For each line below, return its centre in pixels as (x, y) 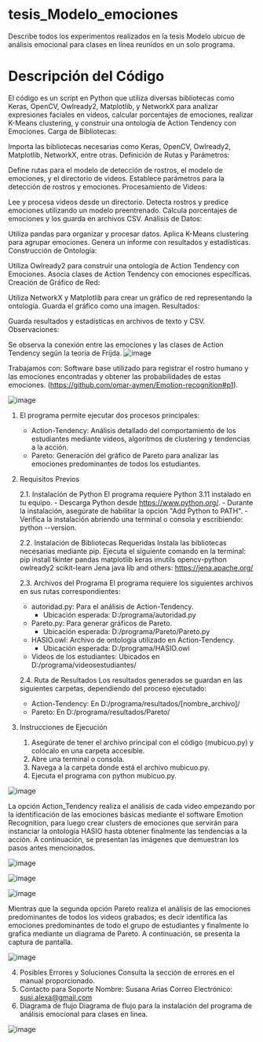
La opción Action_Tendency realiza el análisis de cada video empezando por (131, 806)
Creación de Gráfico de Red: (54, 282)
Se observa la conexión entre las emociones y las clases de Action (116, 344)
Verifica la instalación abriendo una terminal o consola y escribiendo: (131, 519)
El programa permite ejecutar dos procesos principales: (110, 415)
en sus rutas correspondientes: (70, 591)
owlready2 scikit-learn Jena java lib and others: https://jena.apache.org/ (136, 567)
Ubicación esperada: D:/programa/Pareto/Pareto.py (126, 631)
